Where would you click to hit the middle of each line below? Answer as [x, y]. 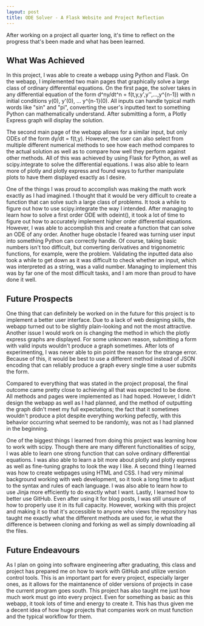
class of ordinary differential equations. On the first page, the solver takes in [101, 88]
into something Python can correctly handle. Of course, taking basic [92, 241]
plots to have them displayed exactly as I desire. [66, 178]
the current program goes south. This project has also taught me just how [98, 590]
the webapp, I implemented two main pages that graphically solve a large [98, 82]
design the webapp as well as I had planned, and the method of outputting [99, 403]
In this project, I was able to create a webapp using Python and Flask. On [97, 75]
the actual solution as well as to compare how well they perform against [96, 151]
